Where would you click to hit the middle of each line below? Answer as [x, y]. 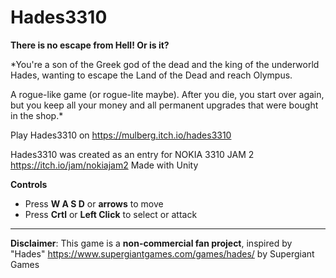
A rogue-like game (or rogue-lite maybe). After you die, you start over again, [167, 94]
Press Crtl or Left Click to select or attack [111, 214]
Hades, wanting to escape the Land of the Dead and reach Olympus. [151, 75]
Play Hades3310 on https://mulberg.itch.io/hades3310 [121, 135]
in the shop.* [37, 115]
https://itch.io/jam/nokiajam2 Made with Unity [104, 165]
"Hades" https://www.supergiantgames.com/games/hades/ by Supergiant [162, 253]
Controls [29, 184]
